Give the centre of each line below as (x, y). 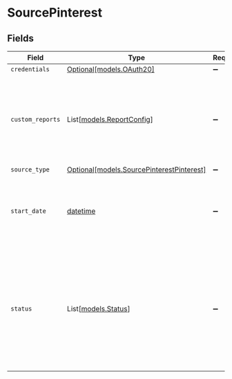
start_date (28, 211)
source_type (30, 170)
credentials (30, 70)
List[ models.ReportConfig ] (110, 119)
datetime (81, 211)
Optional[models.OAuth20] (111, 69)
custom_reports (36, 119)
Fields (21, 38)
